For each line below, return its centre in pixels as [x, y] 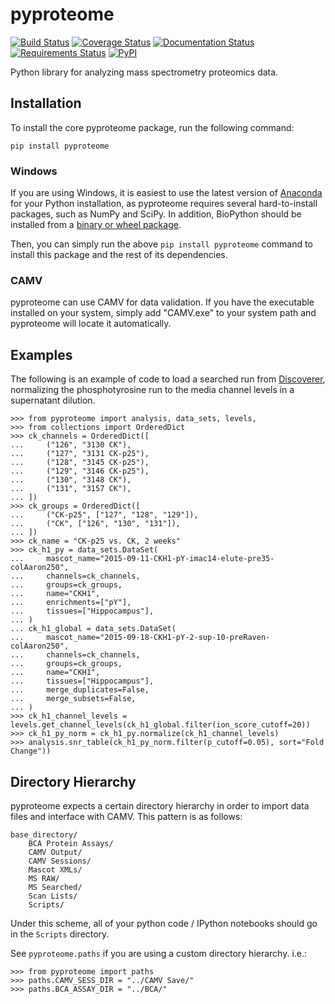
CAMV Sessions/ [60, 861]
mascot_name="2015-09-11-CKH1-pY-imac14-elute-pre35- [160, 559]
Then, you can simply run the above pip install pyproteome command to [161, 244]
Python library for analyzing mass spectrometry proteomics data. [144, 72]
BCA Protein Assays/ [71, 843]
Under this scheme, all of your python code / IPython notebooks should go [164, 923]
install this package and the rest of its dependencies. [119, 255]
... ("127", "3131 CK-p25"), [80, 454]
